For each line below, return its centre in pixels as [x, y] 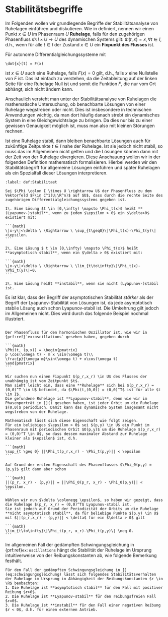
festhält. [14, 561]
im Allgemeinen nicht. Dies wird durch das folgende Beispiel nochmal [77, 313]
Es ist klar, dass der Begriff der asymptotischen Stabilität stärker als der [79, 297]
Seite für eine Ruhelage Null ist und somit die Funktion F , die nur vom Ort [80, 84]
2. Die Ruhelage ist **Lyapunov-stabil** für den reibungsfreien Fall [81, 596]
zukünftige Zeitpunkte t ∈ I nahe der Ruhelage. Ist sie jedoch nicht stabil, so [84, 146]
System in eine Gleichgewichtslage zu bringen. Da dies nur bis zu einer [79, 120]
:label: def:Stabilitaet [31, 182]
